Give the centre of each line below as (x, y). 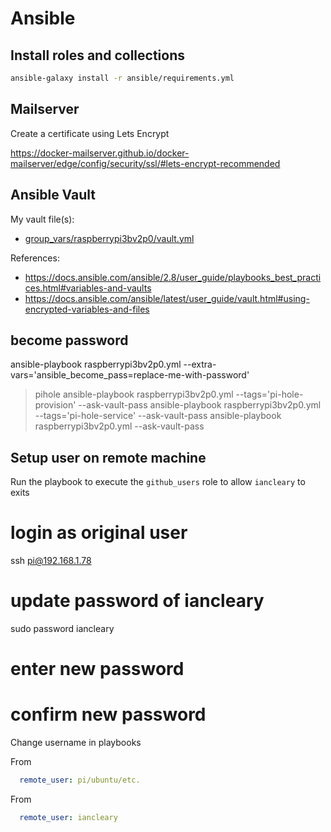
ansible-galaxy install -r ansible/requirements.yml (122, 78)
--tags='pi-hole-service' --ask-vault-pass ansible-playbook (158, 416)
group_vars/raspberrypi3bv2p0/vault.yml (109, 238)
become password (69, 340)
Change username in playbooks (76, 743)
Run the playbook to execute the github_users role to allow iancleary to (158, 482)
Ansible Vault (53, 195)
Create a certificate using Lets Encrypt (90, 133)
